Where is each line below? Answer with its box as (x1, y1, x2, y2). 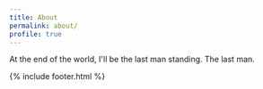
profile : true (9, 29, 63, 38)
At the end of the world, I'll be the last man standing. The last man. (9, 54, 256, 65)
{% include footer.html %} (9, 71, 106, 82)
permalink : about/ (9, 21, 78, 30)
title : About (9, 12, 58, 22)
